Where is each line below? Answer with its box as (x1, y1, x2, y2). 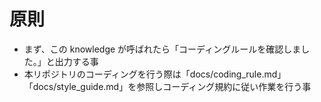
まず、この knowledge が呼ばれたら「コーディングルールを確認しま (23, 43, 302, 55)
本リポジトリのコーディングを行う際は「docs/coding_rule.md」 (23, 68, 287, 80)
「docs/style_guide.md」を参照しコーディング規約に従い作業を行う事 (23, 80, 312, 92)
